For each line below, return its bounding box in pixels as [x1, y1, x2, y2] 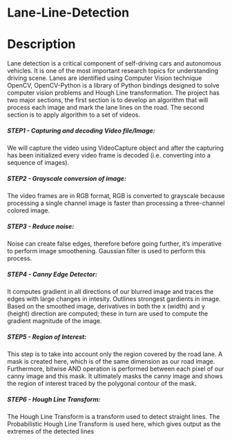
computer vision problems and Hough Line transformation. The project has [7, 88, 220, 97]
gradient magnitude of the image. [7, 317, 102, 325]
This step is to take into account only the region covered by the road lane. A [7, 350, 223, 358]
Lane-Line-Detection [7, 5, 130, 21]
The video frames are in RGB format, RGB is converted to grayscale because [7, 192, 225, 200]
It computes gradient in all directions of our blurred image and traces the [7, 288, 214, 295]
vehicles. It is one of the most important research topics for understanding [7, 67, 219, 75]
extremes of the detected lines [7, 427, 95, 435]
